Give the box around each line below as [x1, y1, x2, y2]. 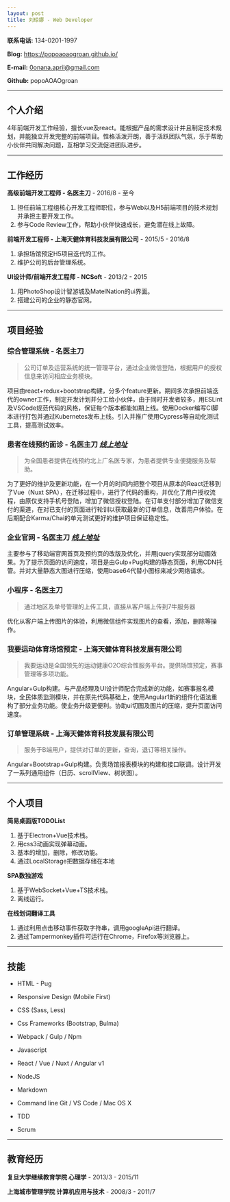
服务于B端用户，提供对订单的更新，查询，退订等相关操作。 [23, 746, 190, 754]
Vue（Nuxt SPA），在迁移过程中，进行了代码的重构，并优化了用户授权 [12, 488, 210, 497]
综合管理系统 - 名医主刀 [7, 347, 84, 356]
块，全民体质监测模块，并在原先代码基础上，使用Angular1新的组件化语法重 [7, 693, 218, 701]
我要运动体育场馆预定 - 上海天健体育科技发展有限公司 [7, 644, 183, 654]
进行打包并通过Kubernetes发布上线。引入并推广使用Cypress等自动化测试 [12, 412, 219, 420]
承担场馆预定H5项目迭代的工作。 [16, 249, 110, 258]
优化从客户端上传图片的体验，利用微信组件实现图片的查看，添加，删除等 [7, 617, 211, 625]
